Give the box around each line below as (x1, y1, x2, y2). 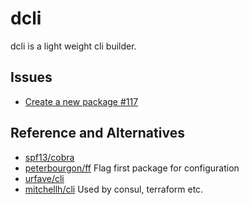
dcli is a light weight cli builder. (10, 40, 137, 52)
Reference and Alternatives (10, 125, 185, 142)
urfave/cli (24, 172, 65, 184)
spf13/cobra (24, 151, 75, 163)
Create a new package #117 (24, 95, 139, 107)
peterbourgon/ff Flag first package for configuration (24, 162, 240, 174)
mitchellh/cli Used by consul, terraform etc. (24, 183, 204, 195)
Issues (10, 69, 53, 86)
